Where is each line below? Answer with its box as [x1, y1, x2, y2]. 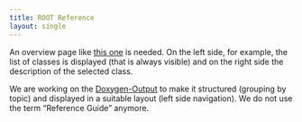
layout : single [9, 22, 67, 31]
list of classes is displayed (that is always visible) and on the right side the [9, 56, 284, 67]
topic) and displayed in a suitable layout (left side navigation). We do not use [9, 92, 293, 104]
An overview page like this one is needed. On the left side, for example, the [9, 46, 288, 57]
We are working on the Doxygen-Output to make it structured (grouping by [9, 83, 287, 94]
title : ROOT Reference [9, 13, 95, 23]
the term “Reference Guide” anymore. [9, 102, 150, 113]
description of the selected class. [9, 65, 133, 77]
